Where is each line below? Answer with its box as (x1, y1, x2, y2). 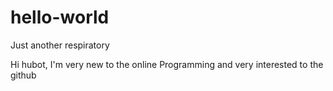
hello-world (10, 6, 110, 29)
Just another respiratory (10, 39, 110, 51)
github (10, 69, 37, 81)
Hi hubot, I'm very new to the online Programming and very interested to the (10, 58, 324, 70)
